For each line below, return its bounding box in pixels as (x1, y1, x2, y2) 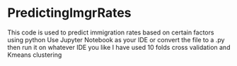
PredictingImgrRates (7, 5, 132, 21)
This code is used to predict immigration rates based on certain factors (7, 28, 214, 37)
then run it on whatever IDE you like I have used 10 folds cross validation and (7, 43, 231, 51)
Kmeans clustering (7, 51, 62, 59)
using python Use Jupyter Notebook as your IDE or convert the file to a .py (7, 35, 225, 44)
